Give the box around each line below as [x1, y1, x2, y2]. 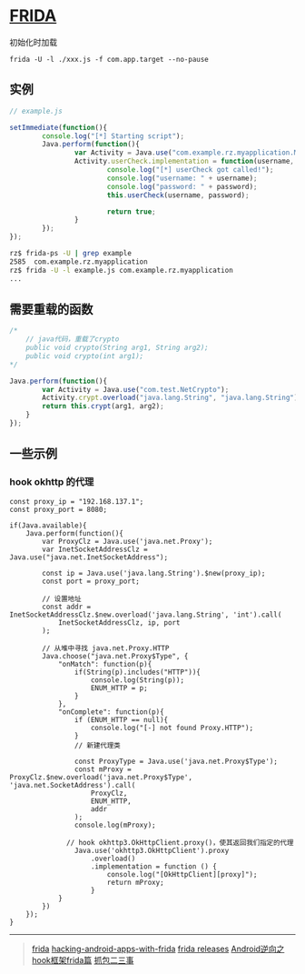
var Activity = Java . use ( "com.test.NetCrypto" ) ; [42, 385, 230, 394]
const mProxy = [74, 765, 132, 774]
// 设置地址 [42, 594, 82, 603]
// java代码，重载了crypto [25, 335, 120, 344]
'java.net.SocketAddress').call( [9, 780, 136, 789]
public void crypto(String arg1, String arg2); [25, 343, 209, 353]
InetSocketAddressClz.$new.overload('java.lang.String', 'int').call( [9, 610, 282, 619]
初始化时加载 [9, 36, 57, 47]
